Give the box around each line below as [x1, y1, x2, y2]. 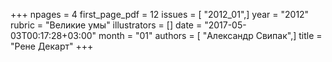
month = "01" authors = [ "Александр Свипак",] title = [98, 30, 323, 41]
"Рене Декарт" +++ [10, 40, 94, 52]
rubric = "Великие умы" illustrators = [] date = [10, 19, 203, 31]
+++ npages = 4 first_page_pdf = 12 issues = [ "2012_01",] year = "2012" [10, 9, 310, 20]
